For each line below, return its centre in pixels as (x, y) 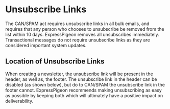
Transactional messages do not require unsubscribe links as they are (78, 40)
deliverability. (19, 101)
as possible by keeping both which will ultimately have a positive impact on (84, 95)
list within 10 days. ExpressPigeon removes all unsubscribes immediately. (82, 34)
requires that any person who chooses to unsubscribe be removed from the (85, 29)
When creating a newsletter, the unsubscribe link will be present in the (79, 74)
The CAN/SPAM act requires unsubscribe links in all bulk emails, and (77, 24)
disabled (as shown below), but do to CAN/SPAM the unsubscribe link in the (85, 84)
